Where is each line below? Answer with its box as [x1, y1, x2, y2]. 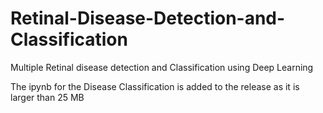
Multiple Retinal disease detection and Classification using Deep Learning [10, 61, 314, 73]
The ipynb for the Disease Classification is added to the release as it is [10, 80, 300, 92]
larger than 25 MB [10, 91, 85, 103]
